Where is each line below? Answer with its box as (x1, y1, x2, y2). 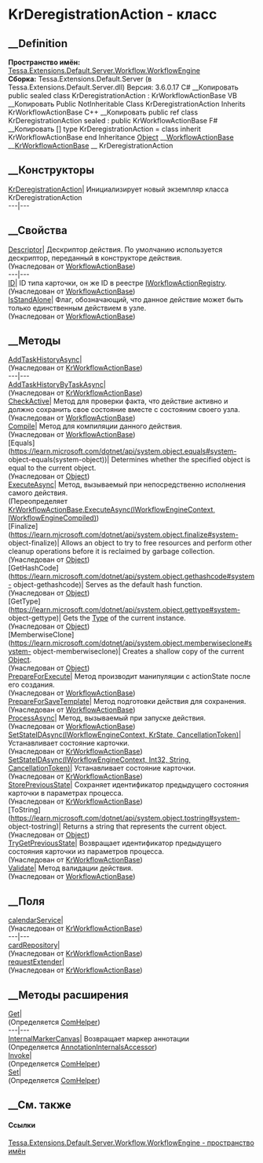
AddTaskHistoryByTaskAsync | (8, 380, 106, 389)
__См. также (8, 1099, 72, 1112)
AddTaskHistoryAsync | (8, 355, 82, 364)
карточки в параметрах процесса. (8, 789, 124, 798)
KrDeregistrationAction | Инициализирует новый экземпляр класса (8, 184, 229, 194)
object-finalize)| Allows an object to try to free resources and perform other (8, 538, 253, 548)
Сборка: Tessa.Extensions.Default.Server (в (8, 75, 152, 83)
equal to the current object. (8, 463, 97, 472)
